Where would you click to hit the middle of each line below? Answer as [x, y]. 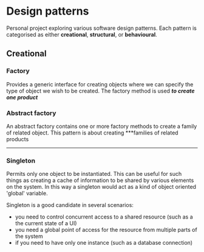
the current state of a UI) [46, 223]
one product [22, 97]
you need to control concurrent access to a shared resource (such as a [104, 217]
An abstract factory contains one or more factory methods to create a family [102, 126]
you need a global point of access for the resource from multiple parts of [106, 230]
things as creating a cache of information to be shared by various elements [100, 180]
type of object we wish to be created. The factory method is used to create [100, 91]
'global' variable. [27, 194]
